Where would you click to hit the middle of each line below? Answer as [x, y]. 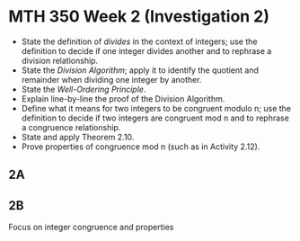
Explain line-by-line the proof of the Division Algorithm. [123, 98]
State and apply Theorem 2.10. [78, 137]
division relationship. [60, 60]
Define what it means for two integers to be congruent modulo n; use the [156, 108]
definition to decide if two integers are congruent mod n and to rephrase [155, 118]
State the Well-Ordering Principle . [84, 89]
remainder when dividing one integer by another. [111, 79]
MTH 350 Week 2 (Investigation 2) [139, 17]
